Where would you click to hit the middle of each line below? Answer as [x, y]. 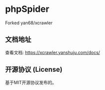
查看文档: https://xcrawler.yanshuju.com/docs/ [53, 52]
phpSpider [27, 9]
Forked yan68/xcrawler [29, 23]
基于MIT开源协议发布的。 [31, 82]
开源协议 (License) [34, 69]
